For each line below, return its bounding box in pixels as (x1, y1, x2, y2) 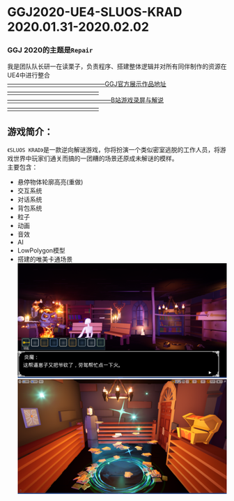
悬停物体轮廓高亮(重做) (17, 178, 84, 186)
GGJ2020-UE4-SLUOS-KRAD (7, 4, 182, 20)
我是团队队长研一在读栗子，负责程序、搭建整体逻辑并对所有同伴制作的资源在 (7, 62, 227, 70)
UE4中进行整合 (7, 71, 50, 80)
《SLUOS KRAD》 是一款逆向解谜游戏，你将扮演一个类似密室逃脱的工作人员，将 (7, 146, 221, 154)
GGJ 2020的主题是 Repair (7, 45, 93, 55)
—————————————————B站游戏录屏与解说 (7, 96, 164, 105)
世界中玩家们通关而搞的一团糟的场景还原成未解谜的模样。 (13, 154, 178, 163)
